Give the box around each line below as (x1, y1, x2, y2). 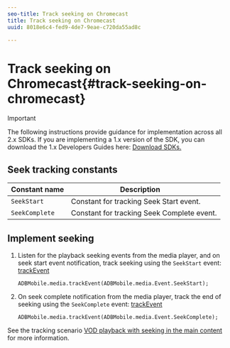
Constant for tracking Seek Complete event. (70, 208, 217, 218)
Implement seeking (7, 232, 94, 244)
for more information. (7, 333, 70, 342)
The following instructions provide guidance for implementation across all (7, 128, 222, 136)
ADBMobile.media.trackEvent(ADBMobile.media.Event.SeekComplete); (17, 313, 219, 320)
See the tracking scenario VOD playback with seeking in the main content (7, 326, 222, 335)
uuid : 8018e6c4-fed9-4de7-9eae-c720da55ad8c (7, 23, 141, 31)
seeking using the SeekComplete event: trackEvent (17, 300, 163, 308)
